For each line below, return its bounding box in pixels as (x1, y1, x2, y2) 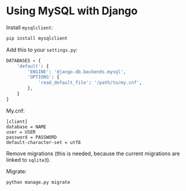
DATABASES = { (6, 58, 42, 64)
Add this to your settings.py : (6, 46, 78, 53)
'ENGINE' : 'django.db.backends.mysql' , (27, 68, 127, 75)
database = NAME (6, 124, 46, 130)
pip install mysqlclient (6, 35, 68, 41)
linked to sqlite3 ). (6, 156, 51, 163)
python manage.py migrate (6, 179, 70, 185)
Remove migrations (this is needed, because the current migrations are (6, 150, 180, 157)
